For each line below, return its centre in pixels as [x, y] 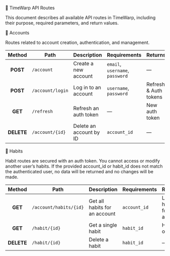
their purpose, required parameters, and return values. [62, 23]
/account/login [50, 91]
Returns [156, 55]
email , [114, 64]
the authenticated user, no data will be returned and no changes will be [79, 171]
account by [87, 132]
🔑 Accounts [17, 33]
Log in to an [87, 87]
